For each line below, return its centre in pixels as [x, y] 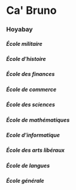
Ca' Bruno [31, 11]
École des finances [31, 74]
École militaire [25, 43]
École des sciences [31, 105]
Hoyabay [19, 30]
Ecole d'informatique [33, 135]
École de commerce [31, 89]
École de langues [28, 165]
